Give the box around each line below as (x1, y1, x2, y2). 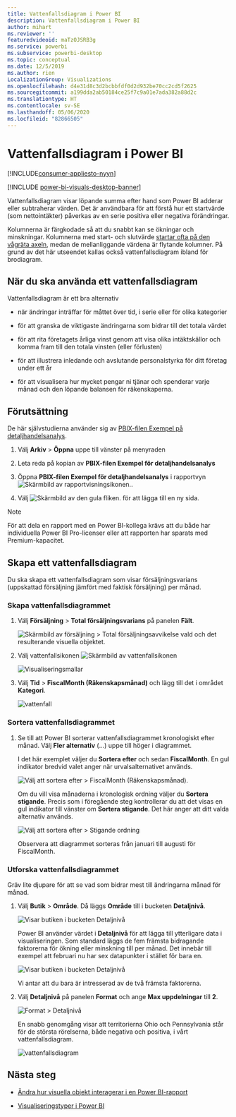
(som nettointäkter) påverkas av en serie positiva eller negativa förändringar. (7, 211, 230, 219)
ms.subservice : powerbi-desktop (7, 50, 102, 57)
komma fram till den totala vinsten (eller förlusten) (17, 343, 163, 351)
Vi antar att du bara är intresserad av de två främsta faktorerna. (17, 979, 202, 987)
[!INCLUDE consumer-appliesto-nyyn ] (7, 169, 116, 177)
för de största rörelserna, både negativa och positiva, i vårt (17, 1027, 189, 1036)
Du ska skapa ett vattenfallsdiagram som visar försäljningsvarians (7, 576, 198, 584)
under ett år (17, 364, 52, 373)
